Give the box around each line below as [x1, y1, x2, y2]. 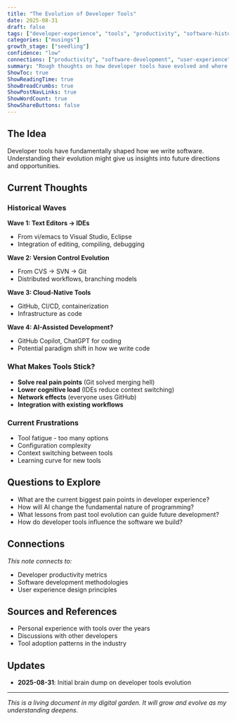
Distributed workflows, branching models [17, 275, 137, 283]
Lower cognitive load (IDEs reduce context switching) [17, 385, 175, 394]
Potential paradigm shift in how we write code [17, 344, 150, 352]
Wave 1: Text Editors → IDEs [7, 219, 90, 227]
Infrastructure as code [17, 310, 82, 318]
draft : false [7, 23, 46, 30]
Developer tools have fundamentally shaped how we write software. [7, 146, 204, 155]
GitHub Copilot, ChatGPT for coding [17, 337, 122, 345]
